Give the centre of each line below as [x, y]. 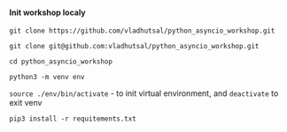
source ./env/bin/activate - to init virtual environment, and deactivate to [144, 93]
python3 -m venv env [47, 77]
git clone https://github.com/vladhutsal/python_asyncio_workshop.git [142, 31]
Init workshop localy [47, 12]
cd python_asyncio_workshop [61, 62]
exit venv [26, 103]
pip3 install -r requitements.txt [73, 119]
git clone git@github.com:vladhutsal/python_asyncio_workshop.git [134, 47]
